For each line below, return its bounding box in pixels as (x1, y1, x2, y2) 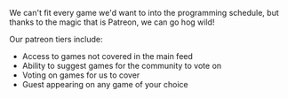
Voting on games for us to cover (21, 70, 140, 80)
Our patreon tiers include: (9, 34, 103, 44)
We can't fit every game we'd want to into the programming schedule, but (9, 8, 280, 18)
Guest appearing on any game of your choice (21, 79, 188, 89)
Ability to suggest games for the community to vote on (21, 61, 222, 71)
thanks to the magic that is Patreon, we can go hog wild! (9, 17, 215, 27)
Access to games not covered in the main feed (21, 51, 194, 61)
